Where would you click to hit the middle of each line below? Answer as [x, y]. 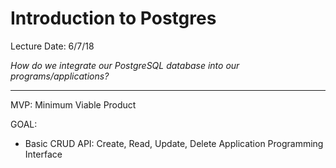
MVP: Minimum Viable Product [73, 104]
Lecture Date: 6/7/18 [52, 46]
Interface [43, 154]
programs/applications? [60, 76]
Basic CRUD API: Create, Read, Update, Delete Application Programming [174, 143]
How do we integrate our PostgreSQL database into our [125, 65]
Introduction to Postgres [113, 18]
